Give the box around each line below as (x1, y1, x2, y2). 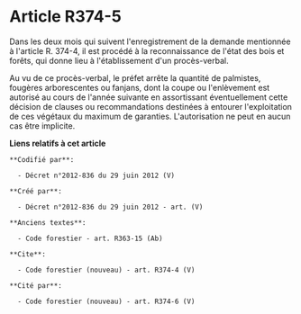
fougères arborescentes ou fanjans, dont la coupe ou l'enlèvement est (9, 82, 270, 93)
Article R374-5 (9, 6, 122, 27)
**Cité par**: (9, 281, 63, 290)
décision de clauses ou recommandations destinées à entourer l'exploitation (9, 101, 293, 112)
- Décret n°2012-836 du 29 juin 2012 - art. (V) (17, 202, 204, 211)
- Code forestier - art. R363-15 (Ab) (17, 234, 164, 243)
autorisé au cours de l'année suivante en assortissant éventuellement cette (9, 92, 288, 103)
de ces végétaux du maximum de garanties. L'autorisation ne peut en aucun (9, 111, 291, 121)
